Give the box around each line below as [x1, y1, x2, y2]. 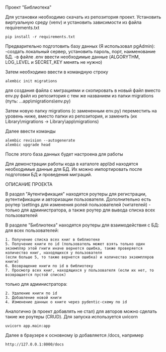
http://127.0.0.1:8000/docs [5, 342, 64, 347]
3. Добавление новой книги [5, 295, 62, 300]
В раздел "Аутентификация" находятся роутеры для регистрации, [5, 191, 147, 197]
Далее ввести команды [5, 128, 56, 134]
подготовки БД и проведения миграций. [5, 172, 92, 177]
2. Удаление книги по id [5, 291, 57, 296]
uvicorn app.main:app [5, 323, 51, 328]
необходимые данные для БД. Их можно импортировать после [5, 166, 142, 172]
